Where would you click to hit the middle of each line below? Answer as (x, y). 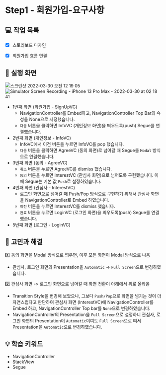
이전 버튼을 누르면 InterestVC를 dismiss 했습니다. (67, 206)
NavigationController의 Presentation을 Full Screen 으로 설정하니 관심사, (84, 314)
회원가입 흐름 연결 (30, 56)
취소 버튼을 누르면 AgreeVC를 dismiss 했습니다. (66, 169)
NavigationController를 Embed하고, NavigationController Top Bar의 (87, 113)
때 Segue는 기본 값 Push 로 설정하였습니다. (61, 181)
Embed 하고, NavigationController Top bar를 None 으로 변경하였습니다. (81, 308)
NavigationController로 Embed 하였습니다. (67, 200)
